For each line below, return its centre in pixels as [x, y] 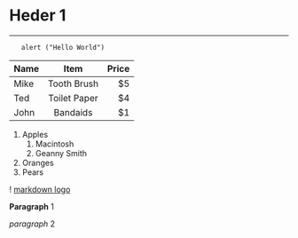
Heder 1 [38, 16]
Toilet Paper [73, 98]
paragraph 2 [32, 224]
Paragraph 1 [32, 206]
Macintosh [55, 144]
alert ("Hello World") [63, 47]
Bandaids [73, 112]
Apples [35, 134]
